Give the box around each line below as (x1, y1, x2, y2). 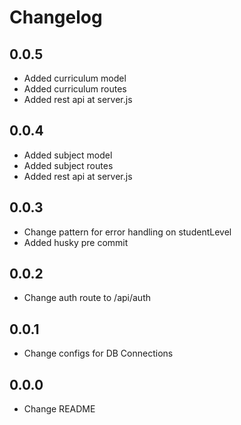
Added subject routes (23, 159, 114, 171)
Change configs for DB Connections (23, 347, 174, 360)
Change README (23, 403, 96, 415)
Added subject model (23, 149, 113, 161)
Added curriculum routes (23, 83, 127, 95)
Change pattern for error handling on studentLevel (23, 226, 232, 238)
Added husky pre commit (23, 236, 129, 248)
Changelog (9, 6, 103, 29)
